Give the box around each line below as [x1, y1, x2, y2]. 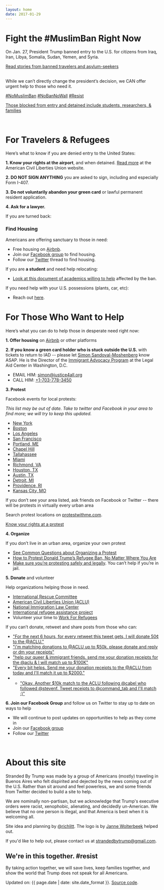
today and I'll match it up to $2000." [12, 669, 85, 675]
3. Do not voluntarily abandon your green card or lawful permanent [5, 189, 143, 195]
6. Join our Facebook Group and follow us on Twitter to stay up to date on [5, 700, 155, 706]
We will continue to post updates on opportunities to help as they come [12, 714, 156, 720]
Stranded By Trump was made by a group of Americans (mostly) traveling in [5, 773, 159, 779]
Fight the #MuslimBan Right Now [5, 33, 141, 44]
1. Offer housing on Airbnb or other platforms [5, 337, 97, 343]
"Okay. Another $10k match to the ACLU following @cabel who [20, 680, 146, 686]
